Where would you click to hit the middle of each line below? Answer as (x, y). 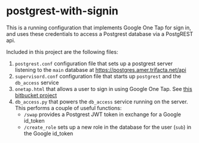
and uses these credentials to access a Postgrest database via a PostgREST (100, 34)
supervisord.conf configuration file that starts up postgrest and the (98, 76)
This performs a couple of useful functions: (68, 108)
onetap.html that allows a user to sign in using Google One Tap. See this (103, 89)
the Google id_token (48, 133)
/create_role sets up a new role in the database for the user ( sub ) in (108, 127)
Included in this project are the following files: (62, 51)
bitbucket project (36, 95)
